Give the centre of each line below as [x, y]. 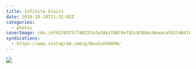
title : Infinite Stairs [35, 11]
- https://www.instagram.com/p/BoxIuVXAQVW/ [66, 44]
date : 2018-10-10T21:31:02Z [40, 17]
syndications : [23, 38]
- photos [22, 28]
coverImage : [20, 33]
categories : [20, 22]
